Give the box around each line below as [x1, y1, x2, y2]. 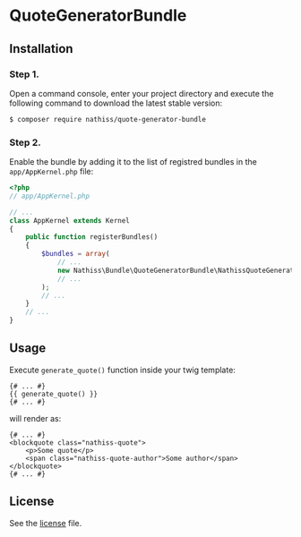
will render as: [9, 413, 62, 423]
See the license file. [9, 517, 82, 528]
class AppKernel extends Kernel [9, 216, 130, 225]
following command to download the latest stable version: [9, 98, 222, 108]
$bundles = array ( [41, 250, 110, 259]
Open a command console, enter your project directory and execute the [9, 88, 274, 98]
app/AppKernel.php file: [9, 166, 94, 177]
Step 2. [9, 136, 42, 149]
